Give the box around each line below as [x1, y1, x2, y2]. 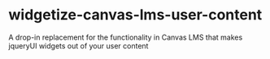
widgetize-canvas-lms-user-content [8, 6, 263, 24]
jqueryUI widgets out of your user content [8, 40, 149, 50]
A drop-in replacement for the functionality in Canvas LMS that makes [8, 32, 243, 42]
